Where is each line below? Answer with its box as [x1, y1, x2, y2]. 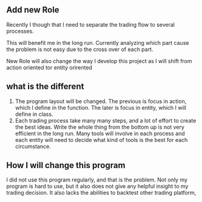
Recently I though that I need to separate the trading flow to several [6, 21, 175, 28]
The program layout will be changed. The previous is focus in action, [15, 97, 187, 105]
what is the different [6, 81, 84, 92]
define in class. [15, 110, 53, 118]
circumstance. [15, 143, 52, 150]
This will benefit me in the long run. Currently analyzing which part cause [6, 39, 189, 46]
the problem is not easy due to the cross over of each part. [6, 45, 153, 53]
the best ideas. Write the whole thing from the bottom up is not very [15, 123, 185, 130]
